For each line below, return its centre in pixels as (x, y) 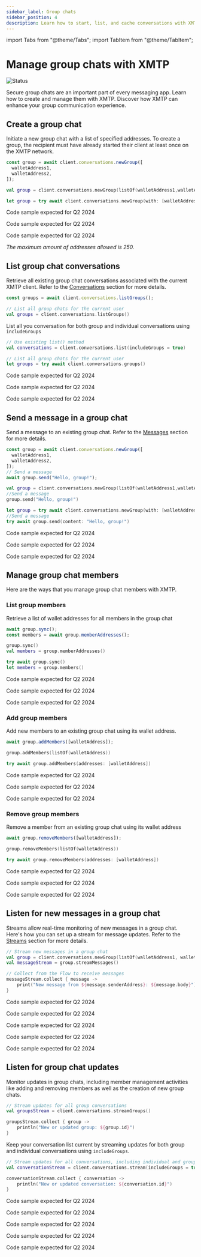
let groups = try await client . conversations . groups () (76, 364)
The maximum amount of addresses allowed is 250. (70, 247)
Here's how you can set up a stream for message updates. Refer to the (93, 934)
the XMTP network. (30, 151)
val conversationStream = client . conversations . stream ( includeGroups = (97, 1168)
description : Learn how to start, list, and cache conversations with (96, 23)
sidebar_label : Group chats (41, 12)
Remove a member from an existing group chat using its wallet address (94, 827)
